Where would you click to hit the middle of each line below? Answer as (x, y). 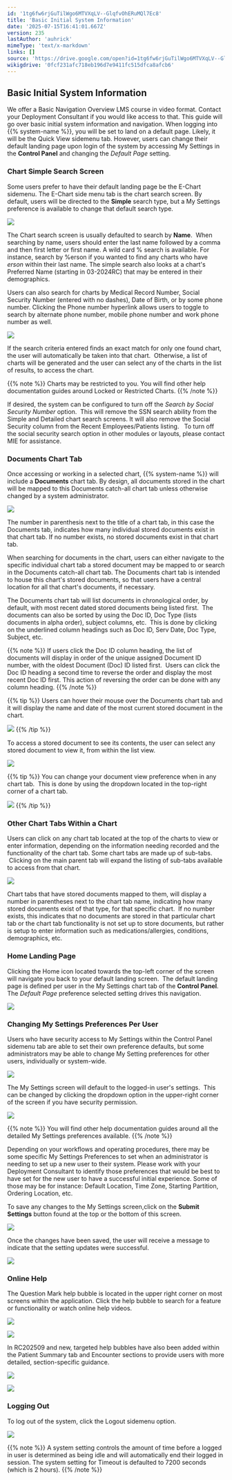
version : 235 (26, 33)
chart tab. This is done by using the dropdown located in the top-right (107, 784)
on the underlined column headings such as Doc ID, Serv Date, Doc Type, (112, 630)
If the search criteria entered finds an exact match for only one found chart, (115, 348)
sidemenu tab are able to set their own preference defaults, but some (106, 1046)
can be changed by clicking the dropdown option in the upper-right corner (113, 1094)
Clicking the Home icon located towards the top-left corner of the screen (111, 971)
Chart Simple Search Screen (56, 171)
